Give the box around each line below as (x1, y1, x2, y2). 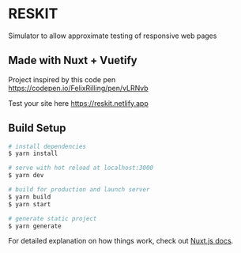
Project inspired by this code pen (8, 74, 116, 84)
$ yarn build (8, 193, 51, 201)
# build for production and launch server (8, 186, 150, 194)
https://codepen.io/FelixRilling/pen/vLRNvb (8, 83, 149, 93)
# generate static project (8, 214, 97, 222)
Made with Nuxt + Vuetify (8, 54, 137, 67)
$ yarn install (8, 149, 58, 158)
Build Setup (8, 122, 66, 135)
